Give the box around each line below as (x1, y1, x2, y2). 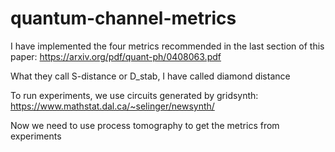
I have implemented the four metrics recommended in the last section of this (10, 40, 325, 52)
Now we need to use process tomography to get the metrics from (10, 119, 280, 131)
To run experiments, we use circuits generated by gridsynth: (10, 89, 259, 101)
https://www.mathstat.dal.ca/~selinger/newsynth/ (10, 100, 215, 112)
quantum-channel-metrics (10, 7, 237, 30)
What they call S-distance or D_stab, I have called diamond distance (10, 70, 291, 82)
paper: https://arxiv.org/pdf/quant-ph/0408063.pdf (10, 50, 222, 62)
